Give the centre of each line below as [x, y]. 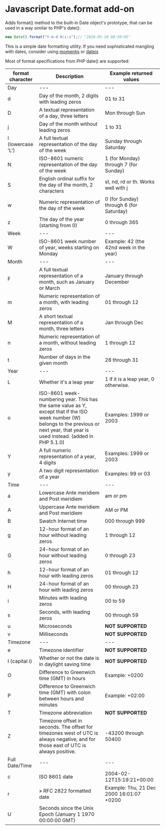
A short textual [56, 316]
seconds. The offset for [66, 727]
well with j [116, 188]
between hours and [61, 698]
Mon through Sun [125, 113]
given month [53, 363]
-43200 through [124, 733]
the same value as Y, [63, 405]
